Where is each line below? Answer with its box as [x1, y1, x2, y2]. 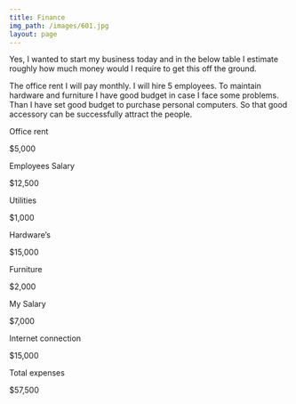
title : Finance [9, 12, 66, 22]
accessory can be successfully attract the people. [9, 109, 193, 120]
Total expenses [9, 368, 65, 378]
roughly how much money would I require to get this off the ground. [9, 63, 257, 74]
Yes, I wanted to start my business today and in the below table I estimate [9, 54, 278, 65]
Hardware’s [9, 230, 52, 240]
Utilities [9, 195, 37, 206]
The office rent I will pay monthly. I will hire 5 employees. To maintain [9, 81, 262, 92]
